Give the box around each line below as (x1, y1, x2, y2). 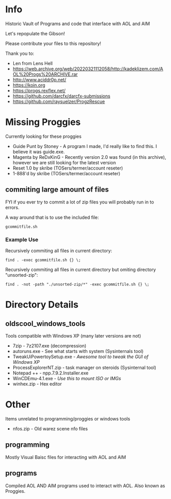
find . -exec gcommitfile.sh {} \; (5, 257, 81, 262)
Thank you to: (5, 50, 35, 56)
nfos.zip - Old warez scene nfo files (12, 425, 88, 431)
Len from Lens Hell (12, 60, 53, 66)
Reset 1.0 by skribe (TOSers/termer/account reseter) (12, 165, 124, 171)
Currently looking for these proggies (5, 133, 82, 139)
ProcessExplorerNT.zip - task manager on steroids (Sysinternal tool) (12, 364, 157, 370)
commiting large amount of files (5, 185, 109, 194)
